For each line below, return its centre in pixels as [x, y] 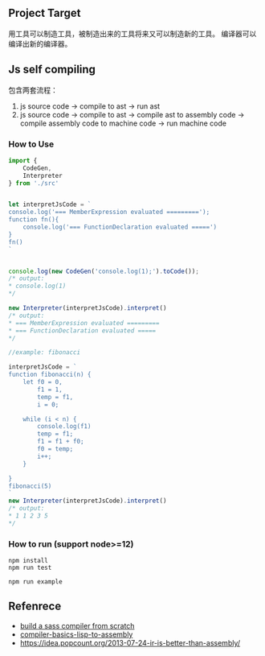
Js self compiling [52, 70]
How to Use [31, 144]
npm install [28, 561]
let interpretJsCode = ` [50, 204]
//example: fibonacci [45, 353]
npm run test [30, 568]
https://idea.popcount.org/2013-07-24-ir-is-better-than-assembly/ [130, 642]
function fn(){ [34, 220]
